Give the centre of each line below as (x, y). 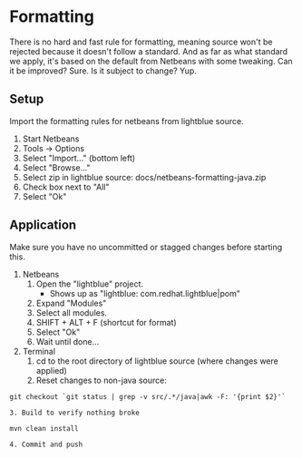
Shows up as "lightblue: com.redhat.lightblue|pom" (145, 293)
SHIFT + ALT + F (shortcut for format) (106, 322)
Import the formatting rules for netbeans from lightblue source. (127, 121)
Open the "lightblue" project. (89, 284)
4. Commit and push (46, 444)
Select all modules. (71, 312)
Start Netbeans (51, 139)
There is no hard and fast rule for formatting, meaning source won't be (141, 42)
